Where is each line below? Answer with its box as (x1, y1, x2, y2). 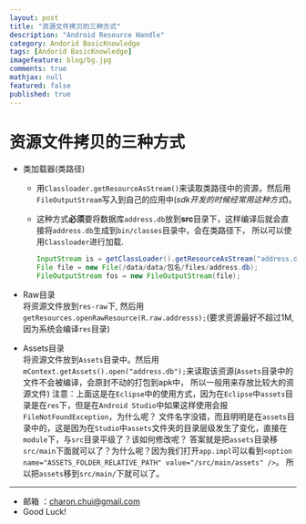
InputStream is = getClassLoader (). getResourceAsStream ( (36, 254, 258, 264)
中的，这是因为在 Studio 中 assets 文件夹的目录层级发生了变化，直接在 (30, 423, 288, 434)
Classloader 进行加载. (44, 236, 125, 247)
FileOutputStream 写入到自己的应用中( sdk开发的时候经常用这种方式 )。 (36, 194, 298, 205)
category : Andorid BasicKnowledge (9, 38, 141, 48)
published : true (9, 89, 71, 98)
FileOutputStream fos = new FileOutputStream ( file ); (36, 272, 241, 281)
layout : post (9, 13, 59, 23)
